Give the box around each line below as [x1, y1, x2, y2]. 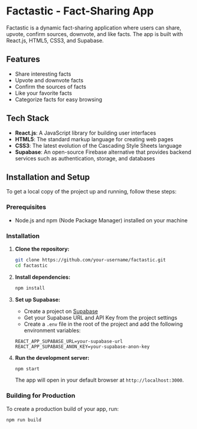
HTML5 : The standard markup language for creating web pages [14, 135, 174, 142]
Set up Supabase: [14, 296, 61, 303]
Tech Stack [6, 113, 49, 124]
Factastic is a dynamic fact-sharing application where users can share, [6, 24, 181, 31]
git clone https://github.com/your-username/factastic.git [14, 257, 166, 263]
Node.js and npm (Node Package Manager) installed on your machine [14, 216, 188, 224]
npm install [14, 285, 45, 291]
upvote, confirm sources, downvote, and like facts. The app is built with [6, 30, 183, 37]
